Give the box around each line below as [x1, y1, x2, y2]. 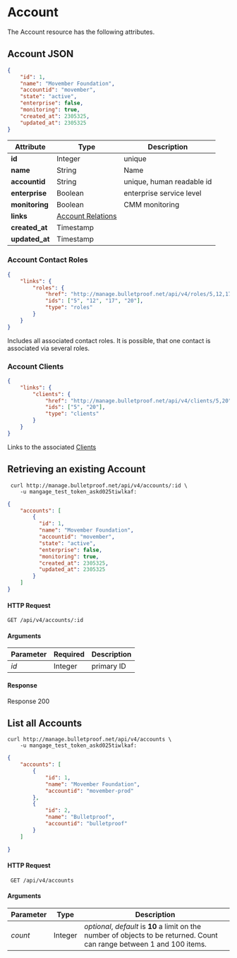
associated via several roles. [7, 344, 90, 352]
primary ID [91, 661, 127, 671]
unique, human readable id [123, 176, 212, 186]
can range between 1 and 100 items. [84, 939, 207, 949]
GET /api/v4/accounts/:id [7, 617, 83, 624]
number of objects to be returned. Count [84, 930, 219, 940]
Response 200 [7, 697, 50, 705]
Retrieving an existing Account [7, 463, 146, 475]
